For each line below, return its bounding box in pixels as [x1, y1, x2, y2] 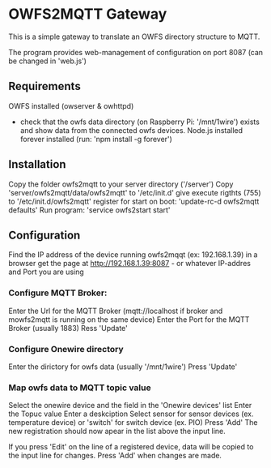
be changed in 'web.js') [8, 56, 87, 66]
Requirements [8, 79, 81, 93]
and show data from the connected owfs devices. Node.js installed [19, 125, 243, 135]
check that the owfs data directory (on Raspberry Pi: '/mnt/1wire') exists [19, 117, 260, 127]
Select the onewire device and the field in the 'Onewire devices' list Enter [8, 401, 252, 410]
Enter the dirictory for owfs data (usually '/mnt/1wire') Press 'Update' [8, 362, 238, 371]
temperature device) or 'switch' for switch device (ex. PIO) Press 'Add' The [8, 418, 258, 427]
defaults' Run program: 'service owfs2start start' [8, 204, 171, 215]
